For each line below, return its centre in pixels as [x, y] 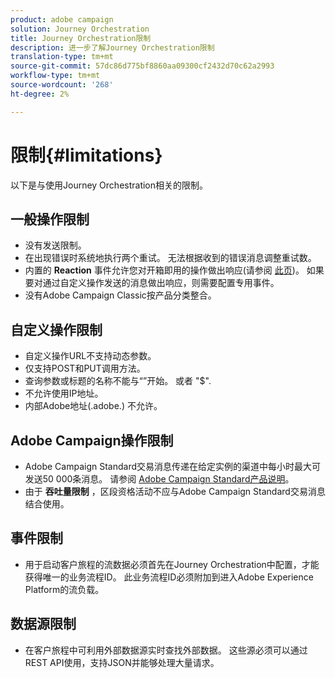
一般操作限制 [50, 219]
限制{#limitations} [86, 155]
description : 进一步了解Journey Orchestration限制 [112, 47]
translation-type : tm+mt [62, 57]
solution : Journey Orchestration [80, 29]
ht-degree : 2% [40, 94]
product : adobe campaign [62, 19]
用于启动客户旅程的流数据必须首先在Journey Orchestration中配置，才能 [172, 564]
